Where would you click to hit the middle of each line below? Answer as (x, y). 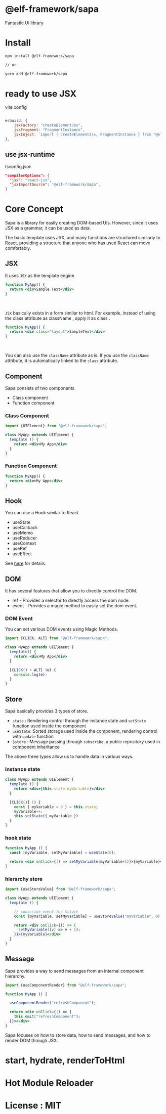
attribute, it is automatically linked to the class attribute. (62, 361)
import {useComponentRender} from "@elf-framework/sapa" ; (66, 985)
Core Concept (34, 209)
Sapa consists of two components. (40, 388)
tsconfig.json (19, 166)
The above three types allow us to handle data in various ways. (69, 757)
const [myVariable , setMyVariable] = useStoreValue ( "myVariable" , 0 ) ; (88, 916)
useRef (20, 549)
